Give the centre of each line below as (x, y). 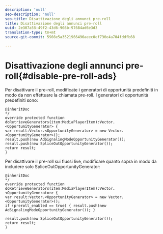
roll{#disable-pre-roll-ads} (61, 76)
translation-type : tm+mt (30, 32)
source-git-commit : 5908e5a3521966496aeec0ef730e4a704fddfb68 (70, 37)
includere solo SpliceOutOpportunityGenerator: (53, 166)
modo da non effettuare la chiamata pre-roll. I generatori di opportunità (77, 95)
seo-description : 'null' (30, 14)
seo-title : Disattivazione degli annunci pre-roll (58, 19)
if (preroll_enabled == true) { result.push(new (56, 205)
